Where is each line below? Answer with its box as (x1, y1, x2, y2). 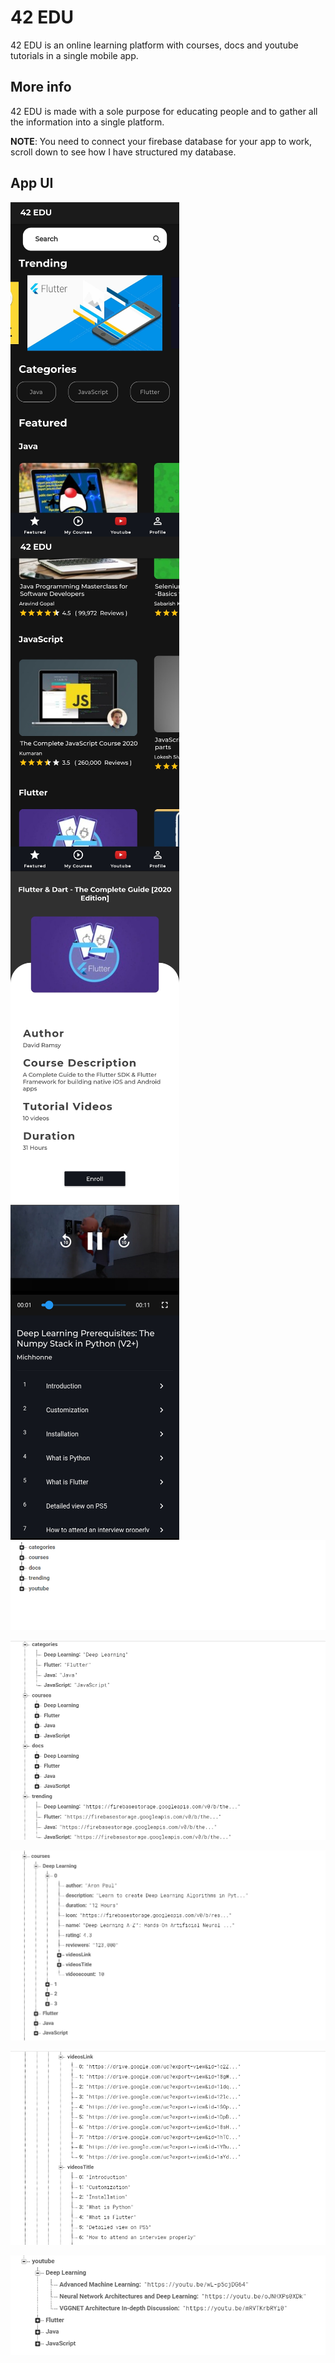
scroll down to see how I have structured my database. (10, 146, 237, 158)
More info (10, 79, 72, 96)
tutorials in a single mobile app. (10, 49, 139, 61)
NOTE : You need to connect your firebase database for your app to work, (10, 135, 313, 147)
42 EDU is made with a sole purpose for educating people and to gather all (10, 105, 318, 117)
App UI (10, 175, 54, 192)
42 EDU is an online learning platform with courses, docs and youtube (10, 39, 299, 51)
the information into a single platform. (10, 116, 165, 128)
